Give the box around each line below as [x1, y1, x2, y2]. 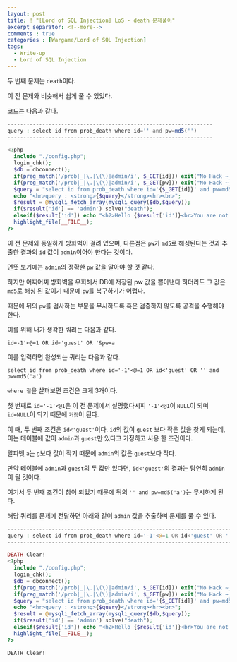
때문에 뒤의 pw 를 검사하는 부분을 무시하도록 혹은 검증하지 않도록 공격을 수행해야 [7, 301, 224, 310]
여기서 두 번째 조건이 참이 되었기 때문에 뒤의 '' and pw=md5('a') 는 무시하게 [7, 488, 217, 496]
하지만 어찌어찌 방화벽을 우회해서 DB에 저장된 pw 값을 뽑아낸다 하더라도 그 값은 [7, 277, 226, 286]
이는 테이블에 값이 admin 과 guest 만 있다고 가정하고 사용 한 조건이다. [7, 433, 193, 442]
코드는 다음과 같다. [7, 107, 59, 115]
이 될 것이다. [7, 472, 42, 481]
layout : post [7, 10, 46, 18]
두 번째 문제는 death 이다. [7, 76, 76, 85]
